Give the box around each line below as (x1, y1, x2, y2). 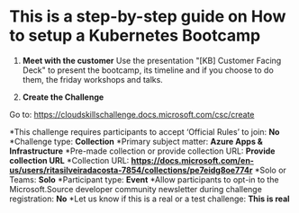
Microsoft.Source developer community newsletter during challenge (9, 183, 263, 194)
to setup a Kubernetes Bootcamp (9, 25, 261, 46)
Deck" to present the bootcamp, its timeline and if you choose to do (22, 65, 275, 75)
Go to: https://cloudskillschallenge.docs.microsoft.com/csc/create (9, 109, 255, 120)
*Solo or (254, 164, 286, 175)
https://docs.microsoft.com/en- (131, 155, 255, 165)
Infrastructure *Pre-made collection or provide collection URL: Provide (9, 146, 276, 156)
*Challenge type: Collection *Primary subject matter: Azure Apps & (9, 136, 263, 146)
